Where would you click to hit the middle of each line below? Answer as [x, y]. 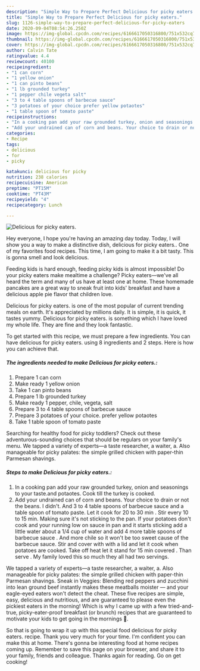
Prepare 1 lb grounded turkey [50, 397]
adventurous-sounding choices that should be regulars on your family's [94, 440]
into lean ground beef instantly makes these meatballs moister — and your [97, 587]
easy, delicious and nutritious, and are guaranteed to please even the [91, 600]
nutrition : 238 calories [37, 177]
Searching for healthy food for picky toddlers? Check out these [83, 433]
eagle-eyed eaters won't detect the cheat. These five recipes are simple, [95, 594]
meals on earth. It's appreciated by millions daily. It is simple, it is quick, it [96, 312]
